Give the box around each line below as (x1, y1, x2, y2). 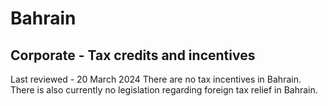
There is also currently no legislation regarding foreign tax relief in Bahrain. (10, 84, 318, 96)
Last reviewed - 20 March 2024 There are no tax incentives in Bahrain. (10, 73, 302, 85)
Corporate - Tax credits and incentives (10, 47, 256, 64)
